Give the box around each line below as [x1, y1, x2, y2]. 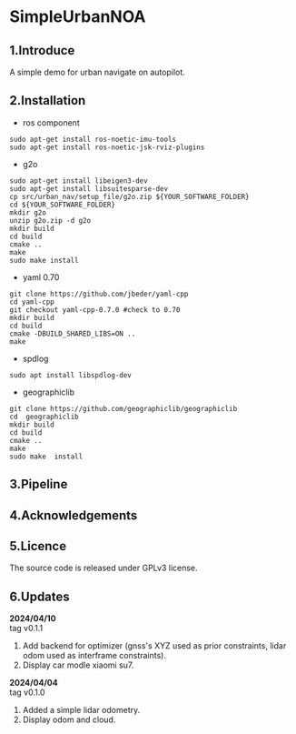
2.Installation [9, 93, 86, 108]
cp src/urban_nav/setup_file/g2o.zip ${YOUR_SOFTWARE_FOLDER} [9, 192, 250, 201]
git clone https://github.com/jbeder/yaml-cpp [9, 289, 189, 298]
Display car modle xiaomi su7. [22, 659, 134, 670]
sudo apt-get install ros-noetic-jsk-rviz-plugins [9, 143, 205, 152]
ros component [22, 116, 80, 128]
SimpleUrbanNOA [9, 6, 146, 27]
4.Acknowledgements [9, 508, 138, 523]
